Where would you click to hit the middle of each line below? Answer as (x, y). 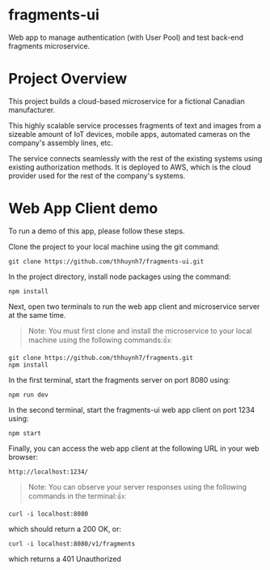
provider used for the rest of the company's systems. (97, 175)
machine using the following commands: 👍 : (100, 340)
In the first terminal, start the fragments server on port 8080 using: (119, 379)
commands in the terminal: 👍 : (77, 495)
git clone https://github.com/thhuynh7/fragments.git (101, 358)
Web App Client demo (83, 209)
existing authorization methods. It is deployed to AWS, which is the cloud (130, 167)
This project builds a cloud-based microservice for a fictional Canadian (127, 101)
